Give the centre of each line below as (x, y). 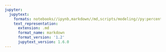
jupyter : (14, 10)
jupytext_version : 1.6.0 (43, 42)
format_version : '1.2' (41, 38)
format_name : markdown (41, 33)
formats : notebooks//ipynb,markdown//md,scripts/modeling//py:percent (88, 19)
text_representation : (36, 24)
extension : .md (33, 28)
